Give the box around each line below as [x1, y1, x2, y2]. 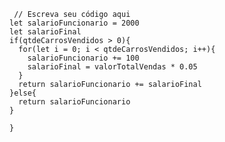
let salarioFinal [9, 27, 82, 37]
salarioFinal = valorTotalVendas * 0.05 [27, 62, 198, 72]
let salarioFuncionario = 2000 [9, 18, 140, 28]
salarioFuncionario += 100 [27, 53, 140, 63]
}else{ [9, 88, 37, 98]
